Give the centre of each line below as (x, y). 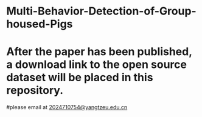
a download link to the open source (97, 65)
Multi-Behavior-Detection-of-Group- (101, 11)
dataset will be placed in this (80, 78)
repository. (35, 91)
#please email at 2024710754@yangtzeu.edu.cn (67, 107)
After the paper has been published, (99, 52)
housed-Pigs (40, 24)
